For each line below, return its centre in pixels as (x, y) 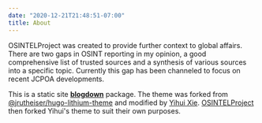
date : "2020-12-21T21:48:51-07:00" (67, 15)
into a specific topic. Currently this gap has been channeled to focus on (124, 70)
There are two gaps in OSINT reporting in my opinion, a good (107, 54)
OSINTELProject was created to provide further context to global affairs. (125, 45)
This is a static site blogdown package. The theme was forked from (118, 94)
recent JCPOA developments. (56, 79)
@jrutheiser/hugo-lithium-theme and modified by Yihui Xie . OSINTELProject (131, 102)
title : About (30, 23)
